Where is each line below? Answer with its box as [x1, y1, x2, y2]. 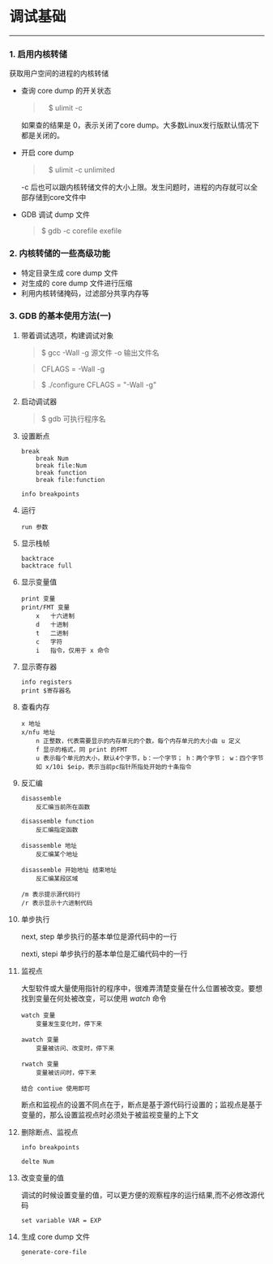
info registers [20, 678, 73, 686]
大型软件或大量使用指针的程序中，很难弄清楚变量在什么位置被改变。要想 [20, 983, 262, 993]
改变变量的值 [20, 1172, 64, 1183]
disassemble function [20, 817, 94, 825]
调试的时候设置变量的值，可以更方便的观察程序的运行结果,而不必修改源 [20, 1190, 258, 1200]
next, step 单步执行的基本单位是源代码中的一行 [20, 932, 177, 941]
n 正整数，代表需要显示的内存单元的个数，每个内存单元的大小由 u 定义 [36, 736, 241, 745]
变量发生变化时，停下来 [36, 1019, 103, 1028]
